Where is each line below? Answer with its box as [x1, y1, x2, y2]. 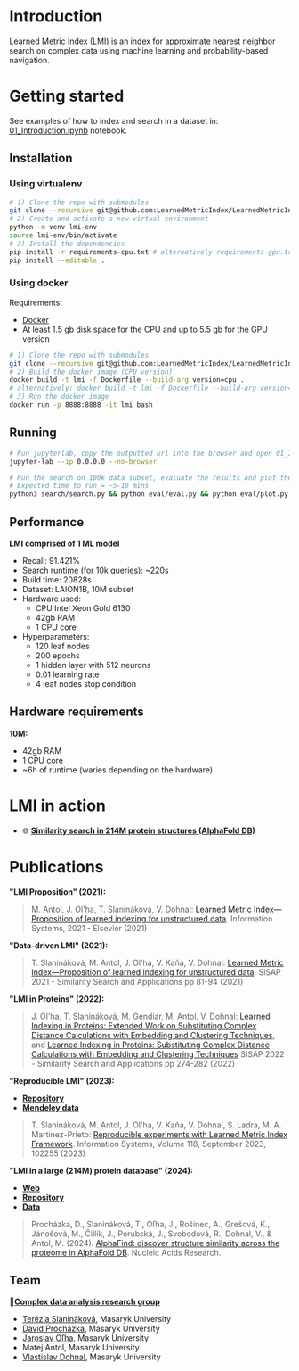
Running [9, 425, 58, 441]
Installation [9, 151, 73, 166]
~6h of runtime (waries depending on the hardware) [21, 764, 214, 775]
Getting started [9, 87, 125, 106]
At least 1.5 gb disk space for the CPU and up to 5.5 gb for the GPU [21, 324, 269, 334]
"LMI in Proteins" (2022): [9, 993, 105, 1004]
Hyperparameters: [21, 631, 90, 641]
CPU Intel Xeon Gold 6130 [35, 602, 131, 613]
